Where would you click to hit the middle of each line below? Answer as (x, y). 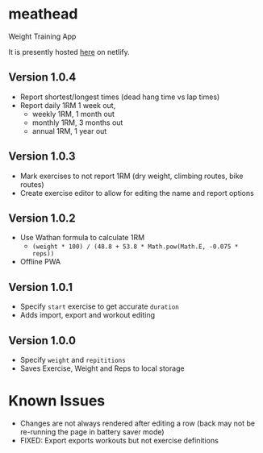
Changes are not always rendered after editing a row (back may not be (138, 423)
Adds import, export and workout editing (88, 315)
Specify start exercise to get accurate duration (100, 306)
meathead (43, 14)
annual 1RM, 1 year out (69, 131)
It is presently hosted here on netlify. (69, 52)
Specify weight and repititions (73, 360)
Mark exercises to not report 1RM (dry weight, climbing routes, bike (131, 176)
